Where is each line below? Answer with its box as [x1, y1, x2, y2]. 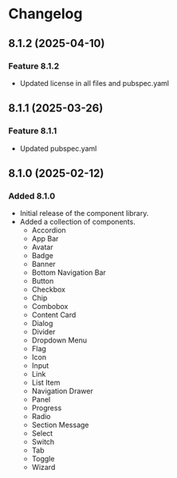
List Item [31, 378, 61, 387]
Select [31, 429, 53, 438]
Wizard [31, 463, 56, 472]
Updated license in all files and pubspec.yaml [19, 78, 170, 88]
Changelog [8, 5, 83, 23]
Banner [31, 260, 56, 269]
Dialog [31, 319, 53, 328]
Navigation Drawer [31, 386, 93, 396]
